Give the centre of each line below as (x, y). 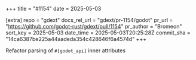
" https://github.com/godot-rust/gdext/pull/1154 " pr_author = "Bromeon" (94, 26)
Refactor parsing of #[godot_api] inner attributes (66, 50)
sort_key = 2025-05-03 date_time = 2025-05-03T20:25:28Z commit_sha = (98, 33)
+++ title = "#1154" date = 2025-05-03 (53, 9)
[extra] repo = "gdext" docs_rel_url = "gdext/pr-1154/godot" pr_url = (89, 20)
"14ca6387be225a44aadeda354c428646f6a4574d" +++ (76, 39)
